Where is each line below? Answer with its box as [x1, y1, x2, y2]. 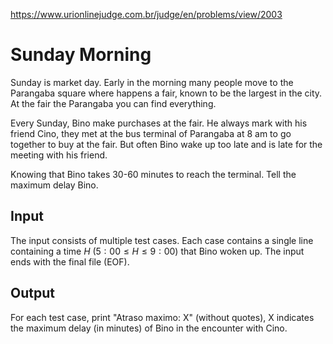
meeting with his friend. [10, 149, 108, 161]
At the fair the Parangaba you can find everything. [10, 97, 217, 109]
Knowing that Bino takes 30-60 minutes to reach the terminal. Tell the [10, 168, 297, 180]
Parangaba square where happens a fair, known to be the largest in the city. [10, 87, 323, 99]
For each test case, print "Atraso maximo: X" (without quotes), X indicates [10, 311, 315, 323]
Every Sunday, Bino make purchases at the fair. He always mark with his [10, 117, 308, 129]
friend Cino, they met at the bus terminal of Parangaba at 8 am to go [10, 127, 292, 139]
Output [10, 285, 55, 302]
